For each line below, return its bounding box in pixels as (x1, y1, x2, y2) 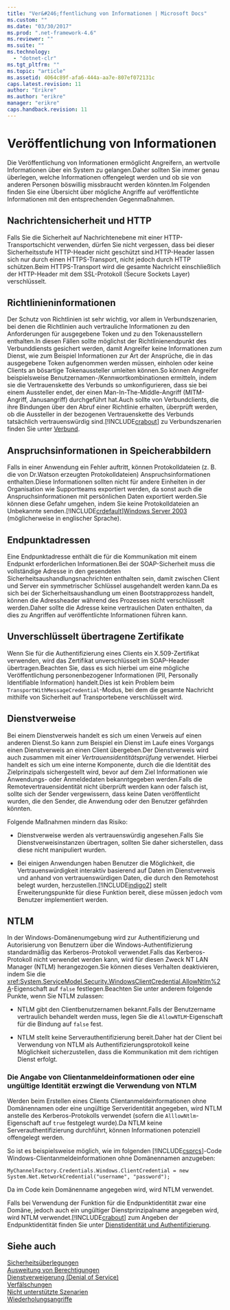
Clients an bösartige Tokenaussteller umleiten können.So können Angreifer (7, 366, 218, 375)
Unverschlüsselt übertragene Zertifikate (7, 631, 184, 643)
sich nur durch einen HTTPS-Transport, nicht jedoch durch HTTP (7, 255, 191, 264)
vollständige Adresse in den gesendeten (7, 567, 122, 575)
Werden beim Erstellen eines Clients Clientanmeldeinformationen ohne (7, 1097, 207, 1105)
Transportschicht (7, 240, 56, 248)
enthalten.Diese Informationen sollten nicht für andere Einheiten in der (7, 477, 206, 486)
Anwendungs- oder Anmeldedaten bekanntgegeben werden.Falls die (7, 775, 203, 783)
